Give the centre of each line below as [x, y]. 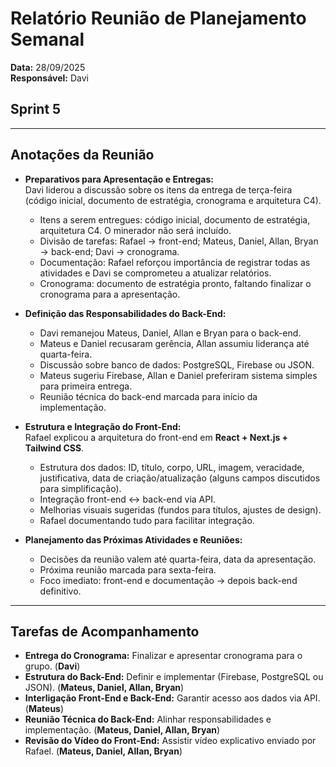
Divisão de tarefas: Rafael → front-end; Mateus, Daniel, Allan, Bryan [179, 241]
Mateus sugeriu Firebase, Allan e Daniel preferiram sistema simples [178, 375]
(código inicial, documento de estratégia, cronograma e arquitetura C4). [173, 200]
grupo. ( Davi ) [52, 666]
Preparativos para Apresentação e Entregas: [119, 179]
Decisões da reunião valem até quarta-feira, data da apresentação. [178, 559]
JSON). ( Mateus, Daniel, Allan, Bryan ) [104, 688]
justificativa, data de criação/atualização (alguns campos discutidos [180, 478]
